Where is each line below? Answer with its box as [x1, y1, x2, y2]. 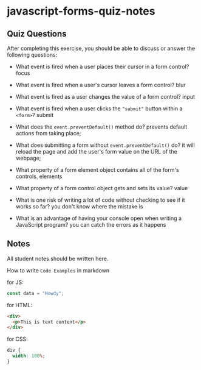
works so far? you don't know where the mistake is [15, 203, 143, 210]
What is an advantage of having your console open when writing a [15, 215, 182, 222]
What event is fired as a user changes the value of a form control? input [15, 93, 196, 100]
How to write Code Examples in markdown [7, 266, 110, 274]
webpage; [15, 154, 41, 162]
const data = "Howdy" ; [7, 290, 64, 296]
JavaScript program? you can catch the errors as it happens [15, 221, 166, 228]
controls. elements [15, 173, 63, 180]
